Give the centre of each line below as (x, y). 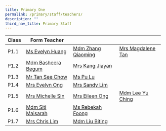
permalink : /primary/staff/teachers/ (44, 14)
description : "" (22, 19)
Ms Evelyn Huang (46, 51)
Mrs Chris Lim (42, 122)
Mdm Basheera (43, 63)
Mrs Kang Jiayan (92, 66)
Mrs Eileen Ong (91, 96)
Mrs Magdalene (137, 48)
